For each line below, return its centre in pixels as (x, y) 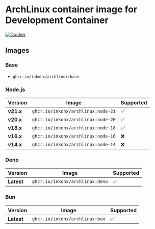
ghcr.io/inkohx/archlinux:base (46, 77)
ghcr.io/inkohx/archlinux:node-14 (74, 144)
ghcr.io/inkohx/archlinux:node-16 (74, 136)
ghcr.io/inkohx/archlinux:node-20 (74, 119)
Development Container (57, 20)
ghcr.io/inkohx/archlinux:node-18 (74, 128)
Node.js (15, 89)
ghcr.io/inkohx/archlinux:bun (69, 219)
